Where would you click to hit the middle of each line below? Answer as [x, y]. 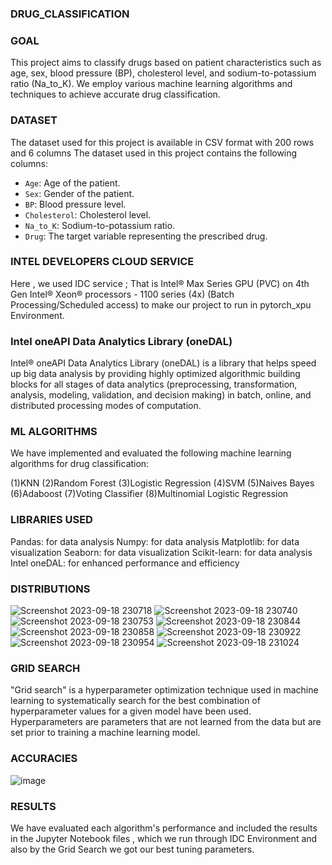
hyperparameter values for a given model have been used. [131, 711]
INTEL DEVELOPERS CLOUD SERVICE [102, 262]
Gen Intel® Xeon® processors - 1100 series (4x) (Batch [122, 294]
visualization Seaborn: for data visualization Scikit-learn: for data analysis [161, 552]
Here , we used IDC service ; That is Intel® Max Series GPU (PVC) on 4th [160, 283]
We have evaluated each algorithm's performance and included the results [164, 828]
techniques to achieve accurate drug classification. [115, 94]
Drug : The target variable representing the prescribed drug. [146, 236]
